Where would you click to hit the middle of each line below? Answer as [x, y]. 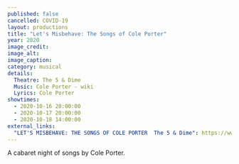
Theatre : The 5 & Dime [47, 80]
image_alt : [23, 54]
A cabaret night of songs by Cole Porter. [67, 153]
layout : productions [38, 27]
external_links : [31, 126]
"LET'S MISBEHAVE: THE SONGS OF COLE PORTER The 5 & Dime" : [106, 133]
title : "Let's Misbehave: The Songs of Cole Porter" [87, 34]
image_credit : [28, 47]
